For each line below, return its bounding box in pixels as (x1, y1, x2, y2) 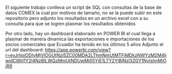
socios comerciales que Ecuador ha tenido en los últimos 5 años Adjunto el (5, 41, 164, 47)
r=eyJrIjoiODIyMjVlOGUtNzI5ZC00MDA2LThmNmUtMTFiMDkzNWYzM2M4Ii (5, 52, 167, 58)
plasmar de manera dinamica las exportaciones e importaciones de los (5, 36, 155, 42)
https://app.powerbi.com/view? (45, 47, 111, 53)
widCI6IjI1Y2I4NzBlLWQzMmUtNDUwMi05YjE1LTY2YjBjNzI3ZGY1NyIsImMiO (5, 58, 167, 63)
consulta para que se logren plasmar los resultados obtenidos (5, 20, 136, 27)
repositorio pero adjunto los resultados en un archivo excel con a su (5, 15, 148, 21)
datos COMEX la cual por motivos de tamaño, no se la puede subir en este (5, 10, 162, 16)
